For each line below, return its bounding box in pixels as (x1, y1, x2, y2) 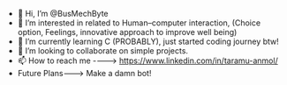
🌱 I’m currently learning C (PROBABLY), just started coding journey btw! (17, 36, 280, 46)
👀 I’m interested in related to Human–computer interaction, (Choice (17, 18, 261, 28)
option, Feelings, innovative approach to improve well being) (17, 27, 238, 37)
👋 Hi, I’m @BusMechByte (17, 9, 109, 18)
